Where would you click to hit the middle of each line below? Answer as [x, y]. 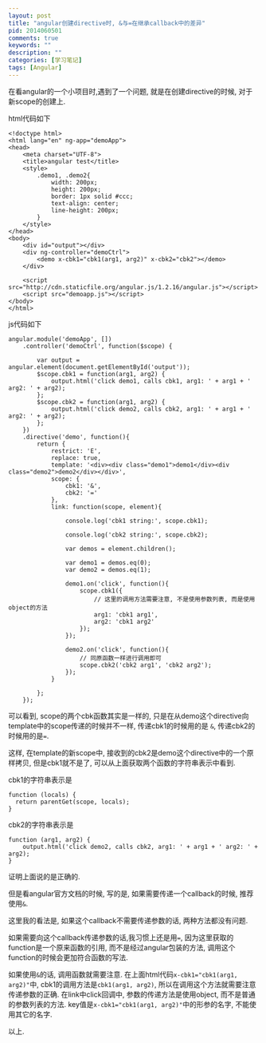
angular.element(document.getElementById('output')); [100, 367]
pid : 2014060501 [35, 30]
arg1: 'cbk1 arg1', [126, 615]
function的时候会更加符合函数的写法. [68, 957]
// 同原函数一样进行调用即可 [120, 658]
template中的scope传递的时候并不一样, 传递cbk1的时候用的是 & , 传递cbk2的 [132, 726]
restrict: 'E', [76, 451]
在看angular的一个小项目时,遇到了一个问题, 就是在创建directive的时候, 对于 [131, 91]
